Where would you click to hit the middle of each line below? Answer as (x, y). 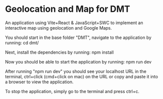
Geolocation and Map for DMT (68, 9)
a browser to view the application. (39, 82)
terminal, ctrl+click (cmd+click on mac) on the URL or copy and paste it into (81, 76)
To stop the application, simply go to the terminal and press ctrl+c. (72, 91)
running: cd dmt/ (22, 42)
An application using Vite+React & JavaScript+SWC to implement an (74, 23)
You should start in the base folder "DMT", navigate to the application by (78, 37)
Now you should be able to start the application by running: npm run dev (78, 62)
